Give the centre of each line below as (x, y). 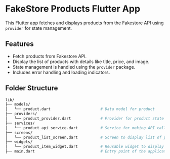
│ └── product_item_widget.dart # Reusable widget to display (85, 147)
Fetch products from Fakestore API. (50, 56)
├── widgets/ (19, 142)
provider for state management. (39, 28)
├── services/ (20, 123)
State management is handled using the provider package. (74, 67)
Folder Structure (32, 88)
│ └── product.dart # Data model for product (80, 109)
